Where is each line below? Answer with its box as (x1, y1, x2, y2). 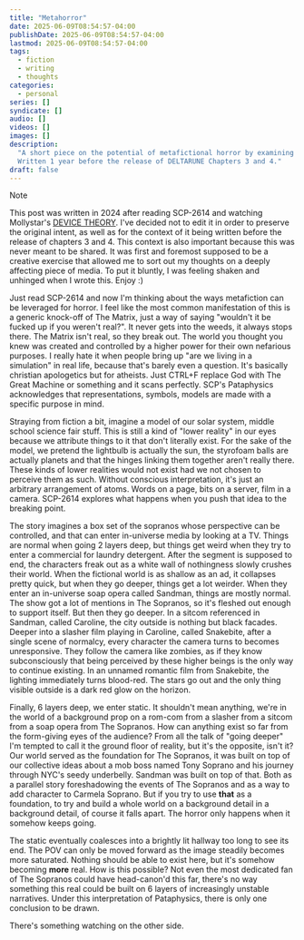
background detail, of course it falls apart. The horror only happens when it (9, 808, 290, 819)
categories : (9, 81, 54, 90)
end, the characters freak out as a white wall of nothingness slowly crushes (9, 559, 292, 570)
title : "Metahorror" (9, 13, 88, 23)
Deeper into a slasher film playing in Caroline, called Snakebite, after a (9, 627, 272, 638)
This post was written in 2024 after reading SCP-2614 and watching (9, 208, 263, 219)
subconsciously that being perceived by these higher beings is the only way (9, 655, 294, 667)
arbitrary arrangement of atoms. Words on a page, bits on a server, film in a (9, 484, 291, 494)
